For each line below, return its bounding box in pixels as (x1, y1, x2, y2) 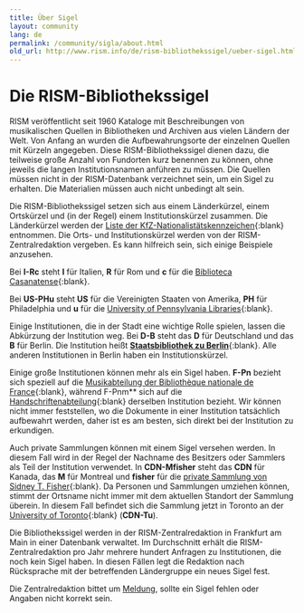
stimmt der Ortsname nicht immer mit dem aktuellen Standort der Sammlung (9, 491, 294, 502)
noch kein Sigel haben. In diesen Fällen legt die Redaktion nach (9, 556, 245, 567)
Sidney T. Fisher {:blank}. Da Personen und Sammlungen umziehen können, (9, 481, 290, 492)
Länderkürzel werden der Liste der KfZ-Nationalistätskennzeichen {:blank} (9, 220, 285, 231)
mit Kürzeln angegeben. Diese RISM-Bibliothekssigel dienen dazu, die (9, 145, 270, 156)
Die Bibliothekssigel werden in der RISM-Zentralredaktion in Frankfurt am (9, 527, 282, 539)
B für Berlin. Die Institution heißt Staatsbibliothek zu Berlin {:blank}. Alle (9, 340, 278, 351)
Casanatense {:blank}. (9, 276, 90, 287)
